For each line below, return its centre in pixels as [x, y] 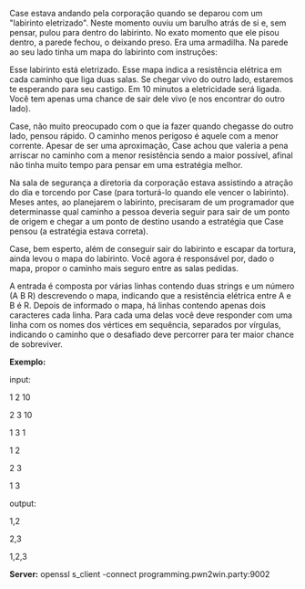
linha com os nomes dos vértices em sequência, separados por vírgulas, [145, 325]
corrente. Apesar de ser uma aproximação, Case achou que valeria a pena [149, 146]
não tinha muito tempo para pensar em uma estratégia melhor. [126, 165]
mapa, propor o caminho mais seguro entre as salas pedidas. [124, 268]
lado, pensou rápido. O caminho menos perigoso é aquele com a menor [144, 136]
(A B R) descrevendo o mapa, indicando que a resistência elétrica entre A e [150, 295]
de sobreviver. [36, 344]
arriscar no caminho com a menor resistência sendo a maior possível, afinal [151, 155]
